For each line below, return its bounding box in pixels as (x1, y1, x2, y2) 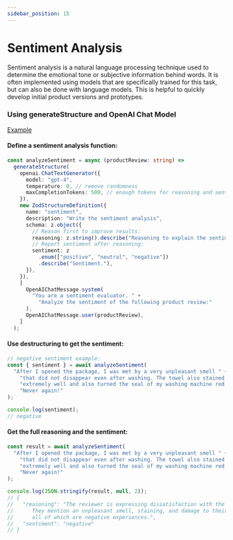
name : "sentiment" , (25, 209, 82, 216)
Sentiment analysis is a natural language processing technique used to (7, 63, 209, 71)
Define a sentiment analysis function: (7, 142, 118, 150)
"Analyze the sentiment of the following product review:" (37, 299, 213, 306)
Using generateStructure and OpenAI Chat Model (7, 110, 177, 119)
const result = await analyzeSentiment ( (7, 443, 126, 450)
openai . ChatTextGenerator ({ (19, 169, 101, 177)
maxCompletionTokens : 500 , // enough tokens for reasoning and (25, 189, 213, 196)
